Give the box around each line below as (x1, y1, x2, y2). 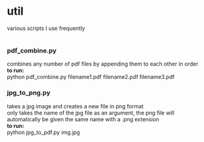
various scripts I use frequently (7, 24, 86, 32)
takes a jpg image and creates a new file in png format (7, 102, 144, 110)
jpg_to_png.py (7, 89, 51, 97)
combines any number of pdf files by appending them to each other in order (7, 60, 199, 68)
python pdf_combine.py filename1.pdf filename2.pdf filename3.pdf (7, 73, 175, 81)
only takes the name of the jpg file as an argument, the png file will (7, 109, 175, 116)
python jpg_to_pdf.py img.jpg (7, 129, 80, 136)
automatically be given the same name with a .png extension (7, 115, 159, 123)
